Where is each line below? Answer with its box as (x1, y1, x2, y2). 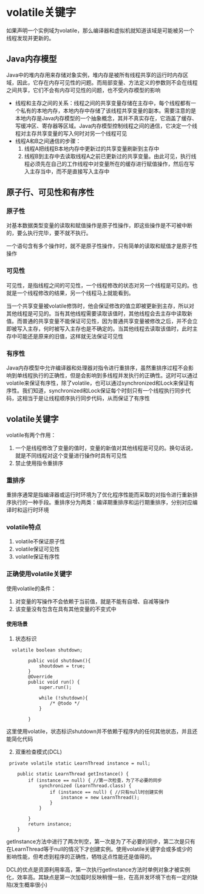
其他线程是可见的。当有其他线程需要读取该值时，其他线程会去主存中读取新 (6, 309, 192, 317)
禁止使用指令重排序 (15, 459, 64, 467)
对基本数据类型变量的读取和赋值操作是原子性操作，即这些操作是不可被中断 (6, 222, 192, 229)
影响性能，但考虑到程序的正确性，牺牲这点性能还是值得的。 (6, 853, 155, 860)
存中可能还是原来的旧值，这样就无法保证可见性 (6, 332, 123, 340)
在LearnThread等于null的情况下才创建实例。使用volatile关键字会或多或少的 (6, 845, 193, 853)
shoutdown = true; (38, 663, 86, 669)
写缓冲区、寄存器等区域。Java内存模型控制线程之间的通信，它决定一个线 (15, 122, 198, 129)
